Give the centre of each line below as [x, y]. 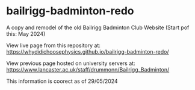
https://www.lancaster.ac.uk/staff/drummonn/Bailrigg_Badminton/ [88, 69]
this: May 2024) [26, 33]
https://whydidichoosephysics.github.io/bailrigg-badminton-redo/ [88, 51]
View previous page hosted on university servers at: [71, 63]
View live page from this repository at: [54, 45]
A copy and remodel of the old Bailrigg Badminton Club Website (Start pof [98, 27]
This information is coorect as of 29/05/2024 [62, 81]
